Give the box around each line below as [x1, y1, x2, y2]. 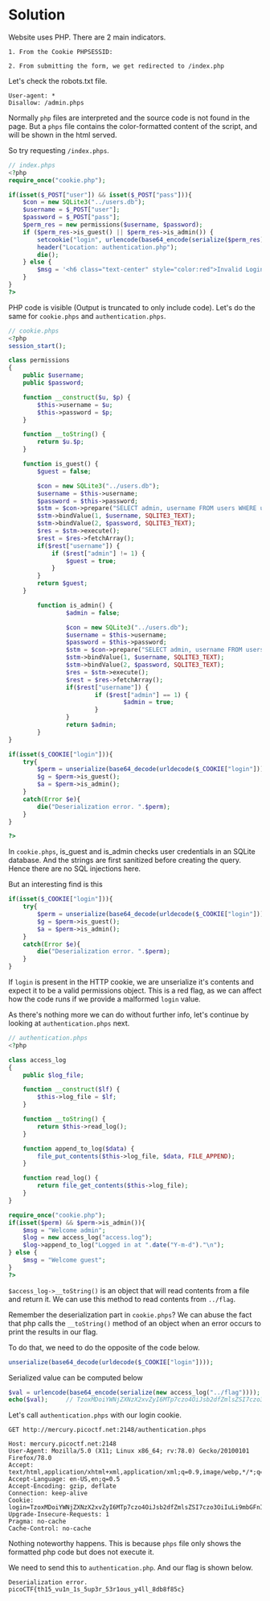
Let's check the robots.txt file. [8, 76, 108, 85]
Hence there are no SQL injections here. [8, 864, 141, 873]
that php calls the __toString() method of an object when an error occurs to [8, 1318, 261, 1328]
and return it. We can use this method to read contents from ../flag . [8, 1294, 236, 1304]
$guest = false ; [37, 467, 92, 475]
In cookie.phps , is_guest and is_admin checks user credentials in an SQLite [8, 847, 256, 856]
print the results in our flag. [8, 1327, 98, 1337]
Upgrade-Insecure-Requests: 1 [8, 1511, 110, 1519]
